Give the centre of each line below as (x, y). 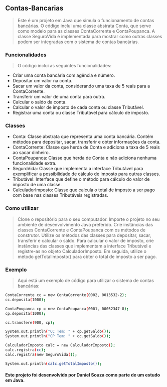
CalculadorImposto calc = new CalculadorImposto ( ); (60, 345)
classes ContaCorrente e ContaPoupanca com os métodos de (81, 230)
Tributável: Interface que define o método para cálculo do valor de (81, 179)
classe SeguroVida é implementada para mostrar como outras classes (90, 36)
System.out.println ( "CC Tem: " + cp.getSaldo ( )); (58, 332)
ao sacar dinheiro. (31, 153)
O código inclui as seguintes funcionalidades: (64, 66)
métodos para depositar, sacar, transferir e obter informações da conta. (87, 142)
